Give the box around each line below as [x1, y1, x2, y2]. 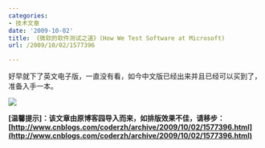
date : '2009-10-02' [8, 26, 74, 34]
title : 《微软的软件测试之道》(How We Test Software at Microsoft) [8, 34, 226, 42]
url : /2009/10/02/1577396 [8, 42, 95, 50]
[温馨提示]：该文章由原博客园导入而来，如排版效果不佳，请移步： [8, 114, 225, 123]
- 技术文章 [8, 19, 40, 27]
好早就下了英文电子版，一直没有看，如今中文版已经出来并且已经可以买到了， [8, 71, 262, 81]
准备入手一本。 [8, 82, 58, 91]
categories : [8, 11, 48, 20]
